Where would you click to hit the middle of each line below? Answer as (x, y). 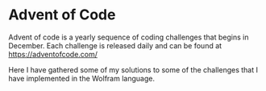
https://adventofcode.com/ (53, 54)
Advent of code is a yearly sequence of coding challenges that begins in (129, 37)
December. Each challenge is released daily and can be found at (115, 45)
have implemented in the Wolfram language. (82, 78)
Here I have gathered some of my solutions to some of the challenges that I (133, 69)
